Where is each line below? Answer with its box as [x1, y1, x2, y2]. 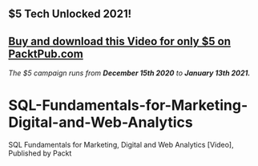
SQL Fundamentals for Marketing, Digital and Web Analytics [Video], [8, 140, 234, 150]
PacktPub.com [8, 47, 84, 60]
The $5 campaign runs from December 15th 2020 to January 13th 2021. [8, 68, 251, 78]
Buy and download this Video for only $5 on [8, 34, 231, 48]
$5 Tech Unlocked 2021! [8, 7, 132, 21]
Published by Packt [8, 148, 72, 158]
